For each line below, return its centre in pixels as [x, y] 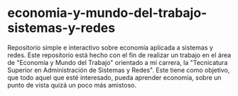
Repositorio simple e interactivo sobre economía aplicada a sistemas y [110, 47]
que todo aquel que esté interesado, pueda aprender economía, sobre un [114, 77]
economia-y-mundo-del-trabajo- [107, 13]
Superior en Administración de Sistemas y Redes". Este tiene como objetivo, [119, 70]
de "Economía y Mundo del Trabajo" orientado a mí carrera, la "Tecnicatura [118, 62]
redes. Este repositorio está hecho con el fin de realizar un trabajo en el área [119, 55]
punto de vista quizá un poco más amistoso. [72, 85]
